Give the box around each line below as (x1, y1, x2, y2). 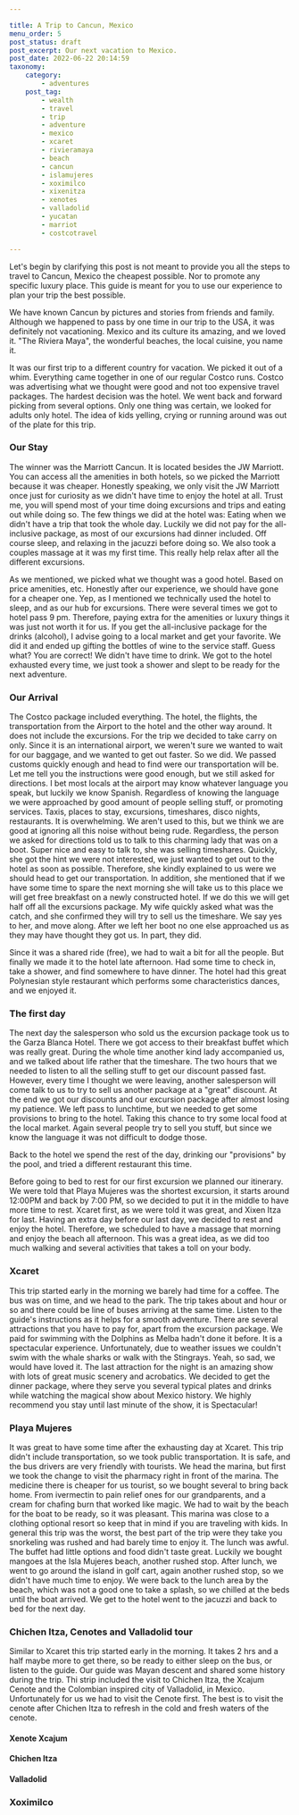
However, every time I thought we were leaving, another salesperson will (9, 1075, 277, 1086)
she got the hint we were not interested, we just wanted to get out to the (9, 854, 275, 865)
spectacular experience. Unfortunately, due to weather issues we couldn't (9, 1342, 281, 1353)
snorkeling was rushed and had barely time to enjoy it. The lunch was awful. (9, 1536, 289, 1547)
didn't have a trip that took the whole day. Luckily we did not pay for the (9, 518, 274, 529)
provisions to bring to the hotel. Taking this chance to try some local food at (9, 1113, 287, 1124)
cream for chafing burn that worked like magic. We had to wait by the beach (9, 1499, 289, 1509)
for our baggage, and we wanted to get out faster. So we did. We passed (9, 750, 277, 760)
